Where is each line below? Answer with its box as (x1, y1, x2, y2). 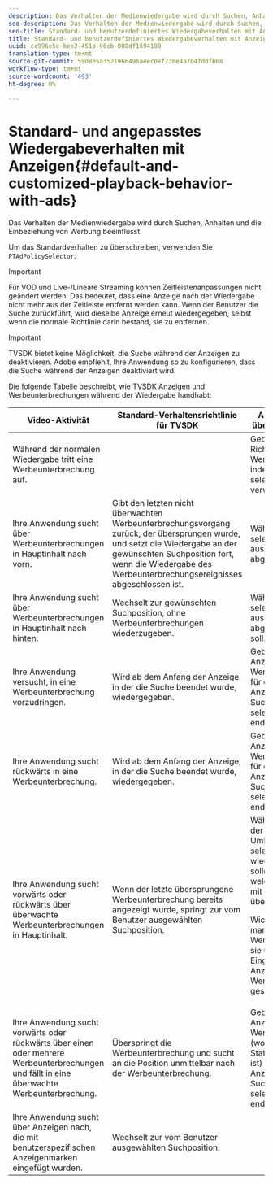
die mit (12, 1132, 39, 1143)
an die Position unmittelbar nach (112, 1058, 236, 1069)
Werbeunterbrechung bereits (112, 894, 223, 905)
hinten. (12, 633, 39, 644)
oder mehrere (12, 1047, 65, 1059)
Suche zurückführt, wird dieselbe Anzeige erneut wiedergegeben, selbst (8, 308, 252, 318)
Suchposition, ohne (112, 607, 186, 619)
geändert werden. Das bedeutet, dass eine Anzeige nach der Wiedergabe (8, 291, 255, 301)
